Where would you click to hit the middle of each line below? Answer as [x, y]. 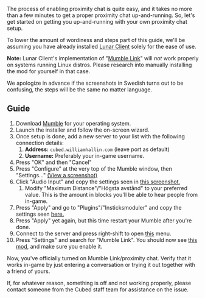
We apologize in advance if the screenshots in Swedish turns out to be [96, 83]
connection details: [40, 143]
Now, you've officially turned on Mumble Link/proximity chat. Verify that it [99, 258]
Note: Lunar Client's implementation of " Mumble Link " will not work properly [103, 58]
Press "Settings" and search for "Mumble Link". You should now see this [106, 239]
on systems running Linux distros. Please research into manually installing [99, 65]
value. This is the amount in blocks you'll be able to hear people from [111, 194]
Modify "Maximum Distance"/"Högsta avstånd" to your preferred [106, 188]
